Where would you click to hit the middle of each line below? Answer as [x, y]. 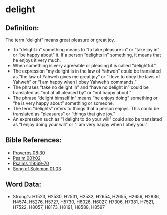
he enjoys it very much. [37, 60]
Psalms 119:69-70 [31, 163]
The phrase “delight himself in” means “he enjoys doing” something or [85, 98]
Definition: [22, 28]
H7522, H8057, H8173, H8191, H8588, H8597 [59, 207]
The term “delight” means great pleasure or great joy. [60, 40]
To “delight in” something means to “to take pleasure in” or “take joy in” [86, 50]
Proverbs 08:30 [29, 153]
